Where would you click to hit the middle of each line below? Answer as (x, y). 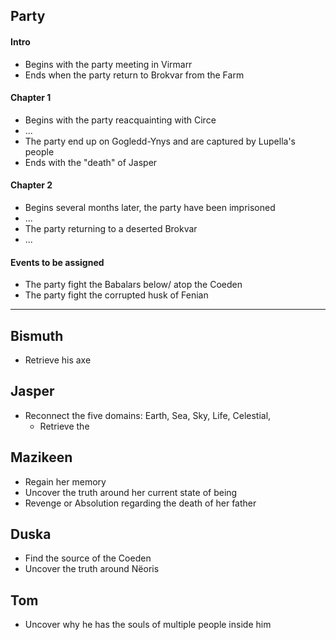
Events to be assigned (57, 262)
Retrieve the (64, 426)
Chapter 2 (31, 185)
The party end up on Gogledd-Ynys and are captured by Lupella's (160, 141)
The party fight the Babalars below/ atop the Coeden (133, 285)
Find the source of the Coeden (88, 558)
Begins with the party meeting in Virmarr (108, 64)
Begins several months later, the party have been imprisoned (150, 207)
